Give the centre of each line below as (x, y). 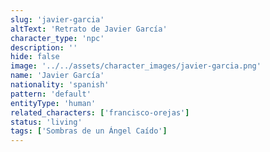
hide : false (35, 57)
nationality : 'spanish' (60, 85)
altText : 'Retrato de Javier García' (89, 29)
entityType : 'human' (53, 103)
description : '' (44, 47)
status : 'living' (46, 122)
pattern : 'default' (51, 94)
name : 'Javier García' (57, 76)
